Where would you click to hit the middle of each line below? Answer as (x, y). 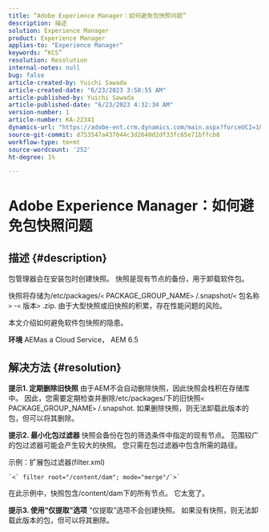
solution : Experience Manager (59, 30)
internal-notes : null (44, 68)
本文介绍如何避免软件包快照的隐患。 (68, 323)
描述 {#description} (58, 258)
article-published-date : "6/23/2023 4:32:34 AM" (91, 105)
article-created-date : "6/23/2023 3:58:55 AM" (87, 90)
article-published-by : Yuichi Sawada (71, 98)
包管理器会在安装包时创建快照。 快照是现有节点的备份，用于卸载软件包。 (128, 279)
